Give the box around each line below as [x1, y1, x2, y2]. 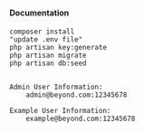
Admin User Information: [9, 82, 103, 92]
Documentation [9, 7, 70, 18]
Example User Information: [9, 107, 111, 116]
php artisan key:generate [9, 43, 107, 52]
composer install [9, 27, 75, 36]
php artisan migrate [9, 51, 88, 61]
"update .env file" [9, 35, 83, 44]
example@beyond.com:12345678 [25, 114, 136, 124]
